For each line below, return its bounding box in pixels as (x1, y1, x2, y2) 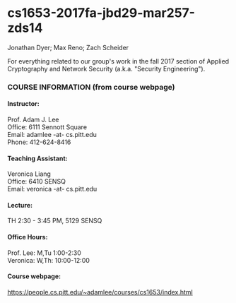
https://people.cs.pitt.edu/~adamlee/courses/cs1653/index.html (7, 287, 193, 296)
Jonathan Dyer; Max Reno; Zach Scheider (7, 43, 129, 52)
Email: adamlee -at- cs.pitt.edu (7, 131, 98, 139)
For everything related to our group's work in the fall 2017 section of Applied (7, 57, 230, 65)
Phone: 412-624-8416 (7, 138, 71, 146)
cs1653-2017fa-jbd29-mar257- (7, 5, 196, 21)
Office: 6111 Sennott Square (7, 123, 87, 131)
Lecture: (7, 201, 33, 209)
